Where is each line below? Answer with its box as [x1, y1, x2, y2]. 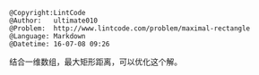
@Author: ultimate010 [9, 16, 99, 25]
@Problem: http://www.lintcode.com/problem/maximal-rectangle [9, 24, 251, 33]
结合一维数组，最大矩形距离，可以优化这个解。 [9, 56, 182, 67]
